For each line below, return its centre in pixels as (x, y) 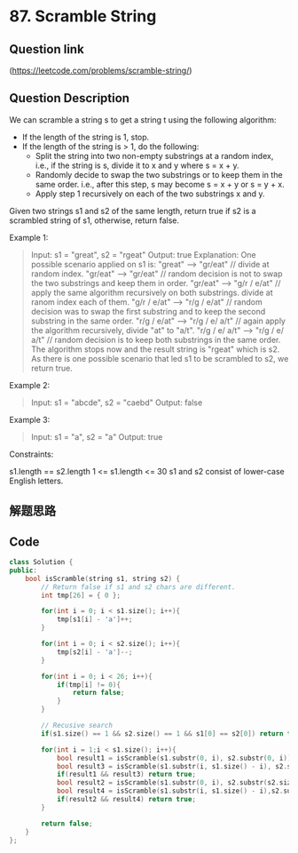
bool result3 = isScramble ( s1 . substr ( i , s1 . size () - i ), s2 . (172, 766)
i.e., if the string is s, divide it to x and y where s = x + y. (137, 165)
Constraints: (31, 454)
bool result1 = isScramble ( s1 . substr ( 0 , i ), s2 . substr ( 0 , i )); (176, 758)
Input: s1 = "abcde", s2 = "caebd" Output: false (117, 403)
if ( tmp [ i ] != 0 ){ (89, 685)
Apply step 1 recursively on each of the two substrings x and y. (150, 194)
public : (24, 570)
